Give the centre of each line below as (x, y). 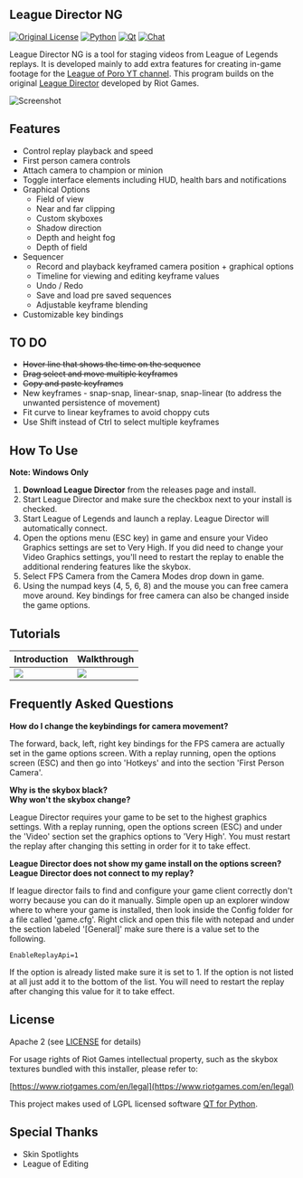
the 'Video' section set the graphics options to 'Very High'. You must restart (150, 836)
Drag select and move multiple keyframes (100, 374)
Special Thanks (54, 1132)
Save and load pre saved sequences (104, 295)
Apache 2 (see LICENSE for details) (76, 1041)
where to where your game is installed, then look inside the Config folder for (151, 909)
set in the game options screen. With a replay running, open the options (143, 753)
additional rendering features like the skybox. (107, 567)
